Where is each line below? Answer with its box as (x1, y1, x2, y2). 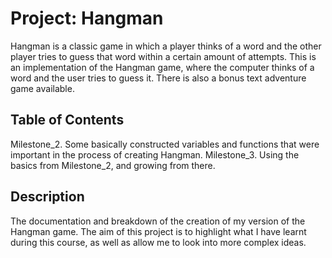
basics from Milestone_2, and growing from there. (10, 159, 216, 171)
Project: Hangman (10, 7, 164, 30)
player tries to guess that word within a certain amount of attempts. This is (10, 50, 317, 62)
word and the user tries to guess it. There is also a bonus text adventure (10, 72, 307, 84)
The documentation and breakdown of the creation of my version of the (10, 215, 306, 227)
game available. (10, 82, 75, 94)
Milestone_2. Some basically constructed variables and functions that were (10, 138, 320, 150)
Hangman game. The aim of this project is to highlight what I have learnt (10, 225, 307, 237)
